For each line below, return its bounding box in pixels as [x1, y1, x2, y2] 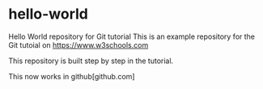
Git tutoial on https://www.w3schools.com [8, 40, 149, 49]
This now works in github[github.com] [8, 71, 135, 81]
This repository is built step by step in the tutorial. [8, 56, 174, 66]
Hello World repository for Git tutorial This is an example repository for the [8, 32, 256, 41]
